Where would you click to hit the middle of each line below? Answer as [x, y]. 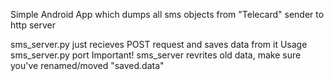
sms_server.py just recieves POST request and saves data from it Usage [159, 44]
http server [33, 25]
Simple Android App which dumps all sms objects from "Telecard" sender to [167, 14]
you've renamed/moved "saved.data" [87, 65]
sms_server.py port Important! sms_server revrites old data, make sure [156, 55]
